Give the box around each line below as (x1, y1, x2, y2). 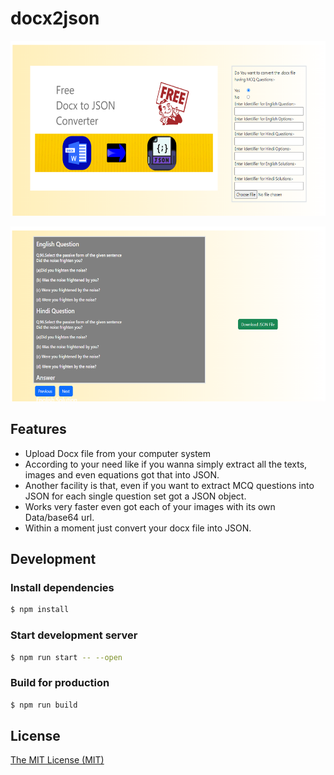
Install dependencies (10, 581, 115, 595)
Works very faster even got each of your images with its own (24, 500, 276, 512)
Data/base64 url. (24, 511, 95, 523)
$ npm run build (10, 700, 78, 710)
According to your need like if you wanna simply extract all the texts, (24, 458, 308, 470)
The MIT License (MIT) (10, 754, 105, 766)
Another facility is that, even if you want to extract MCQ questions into (24, 479, 315, 491)
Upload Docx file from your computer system (24, 447, 212, 459)
